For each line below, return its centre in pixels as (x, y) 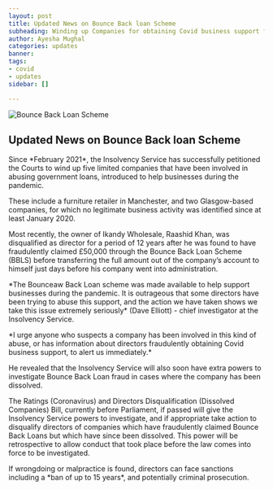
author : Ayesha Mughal (47, 39)
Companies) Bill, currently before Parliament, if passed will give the (121, 410)
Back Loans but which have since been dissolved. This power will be (123, 435)
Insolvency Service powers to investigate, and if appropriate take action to (133, 418)
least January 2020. (42, 219)
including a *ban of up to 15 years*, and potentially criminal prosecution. (129, 478)
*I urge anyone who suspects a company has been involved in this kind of (132, 335)
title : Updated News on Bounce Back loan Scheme (92, 24)
